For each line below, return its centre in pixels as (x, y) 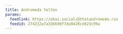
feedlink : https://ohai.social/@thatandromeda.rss (64, 19)
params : (13, 14)
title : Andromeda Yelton (31, 10)
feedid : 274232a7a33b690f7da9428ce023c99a (55, 24)
